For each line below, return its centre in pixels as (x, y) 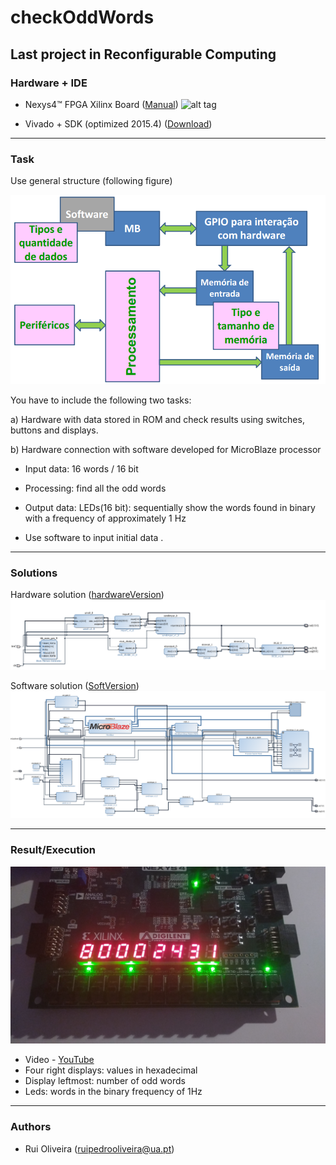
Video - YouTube (59, 1060)
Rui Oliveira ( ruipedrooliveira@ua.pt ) (99, 1148)
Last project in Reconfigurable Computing (143, 54)
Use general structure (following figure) (91, 181)
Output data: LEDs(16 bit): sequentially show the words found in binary (170, 507)
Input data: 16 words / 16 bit (81, 468)
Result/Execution (53, 850)
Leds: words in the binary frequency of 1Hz (113, 1092)
